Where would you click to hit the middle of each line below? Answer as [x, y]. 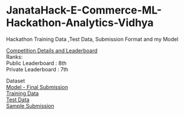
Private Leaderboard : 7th [37, 69]
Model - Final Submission [37, 87]
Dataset [16, 81]
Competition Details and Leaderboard [52, 50]
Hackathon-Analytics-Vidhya [80, 23]
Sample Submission [30, 106]
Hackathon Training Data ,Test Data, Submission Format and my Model [92, 39]
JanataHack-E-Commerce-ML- [84, 10]
